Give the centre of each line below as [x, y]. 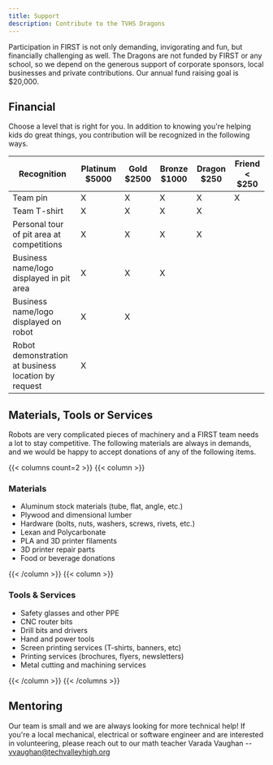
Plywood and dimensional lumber [76, 515]
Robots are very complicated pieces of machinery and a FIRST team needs [134, 435]
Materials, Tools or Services [81, 415]
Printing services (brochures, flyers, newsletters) [102, 656]
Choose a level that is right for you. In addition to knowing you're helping [130, 126]
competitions [37, 245]
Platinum [98, 169]
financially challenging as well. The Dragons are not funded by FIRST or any [135, 55]
